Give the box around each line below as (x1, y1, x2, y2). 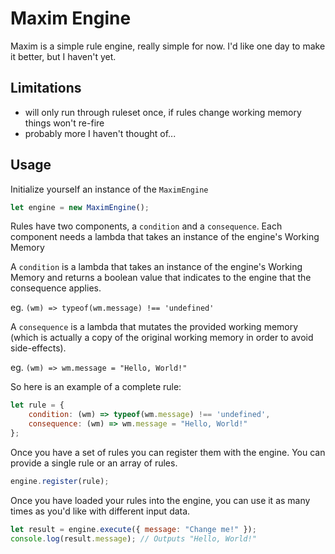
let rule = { (10, 400, 65, 411)
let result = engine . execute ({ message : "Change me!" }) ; (10, 524, 257, 534)
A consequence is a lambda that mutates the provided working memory (10, 321, 299, 333)
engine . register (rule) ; (10, 476, 110, 486)
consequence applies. (10, 282, 102, 294)
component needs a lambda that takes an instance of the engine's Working (10, 231, 320, 243)
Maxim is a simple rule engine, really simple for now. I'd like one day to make (10, 40, 326, 52)
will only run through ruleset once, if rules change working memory (24, 106, 302, 118)
